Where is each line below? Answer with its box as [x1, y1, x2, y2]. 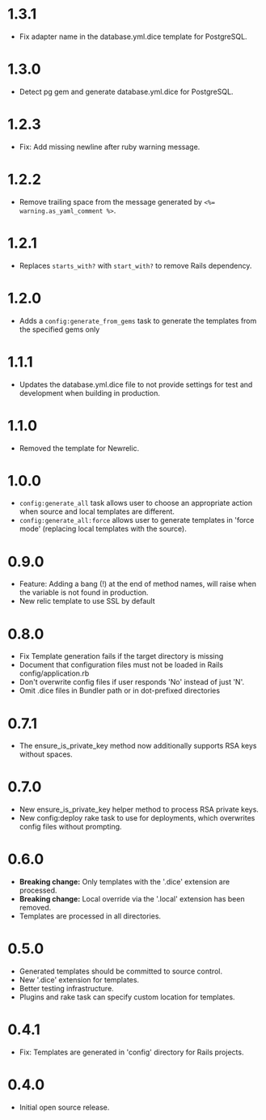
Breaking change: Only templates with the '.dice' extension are [19, 877, 230, 887]
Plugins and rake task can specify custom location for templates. [19, 992, 235, 1002]
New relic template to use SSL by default [19, 596, 155, 606]
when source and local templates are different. [19, 507, 175, 516]
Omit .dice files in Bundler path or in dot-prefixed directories [19, 685, 220, 696]
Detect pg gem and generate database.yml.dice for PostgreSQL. [19, 87, 234, 96]
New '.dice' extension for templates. [19, 975, 139, 985]
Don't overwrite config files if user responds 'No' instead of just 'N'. [19, 677, 244, 687]
